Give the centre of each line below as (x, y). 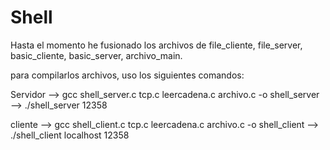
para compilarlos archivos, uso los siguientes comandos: (127, 75)
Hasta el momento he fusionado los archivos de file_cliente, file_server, (156, 45)
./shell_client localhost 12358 (70, 135)
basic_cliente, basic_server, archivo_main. (96, 55)
